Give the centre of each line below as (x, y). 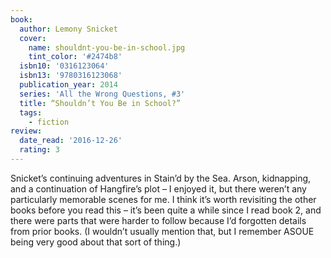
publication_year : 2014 (68, 85)
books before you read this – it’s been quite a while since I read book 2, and (166, 210)
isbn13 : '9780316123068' (71, 76)
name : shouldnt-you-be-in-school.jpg (107, 47)
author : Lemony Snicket (68, 29)
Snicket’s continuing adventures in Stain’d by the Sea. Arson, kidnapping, (161, 178)
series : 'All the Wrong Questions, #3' (102, 94)
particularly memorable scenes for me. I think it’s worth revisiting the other (163, 199)
